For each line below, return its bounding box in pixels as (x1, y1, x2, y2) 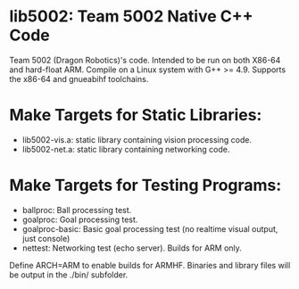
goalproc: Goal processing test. (21, 214, 138, 225)
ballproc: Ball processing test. (21, 204, 132, 215)
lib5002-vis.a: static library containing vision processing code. (21, 134, 253, 144)
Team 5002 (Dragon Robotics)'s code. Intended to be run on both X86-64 (9, 54, 281, 65)
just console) (21, 233, 71, 244)
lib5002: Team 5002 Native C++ (9, 6, 253, 27)
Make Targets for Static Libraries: (9, 105, 262, 126)
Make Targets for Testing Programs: (9, 176, 282, 195)
